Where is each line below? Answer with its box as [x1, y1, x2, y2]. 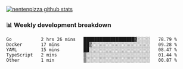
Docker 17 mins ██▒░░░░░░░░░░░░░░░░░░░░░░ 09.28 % [6, 42, 178, 48]
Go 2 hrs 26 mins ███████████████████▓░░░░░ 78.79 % [6, 36, 178, 43]
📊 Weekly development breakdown [6, 21, 111, 29]
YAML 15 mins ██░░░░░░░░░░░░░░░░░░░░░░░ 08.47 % [6, 47, 178, 53]
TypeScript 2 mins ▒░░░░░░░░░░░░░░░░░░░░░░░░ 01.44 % [6, 52, 178, 58]
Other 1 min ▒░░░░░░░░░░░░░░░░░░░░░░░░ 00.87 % [6, 57, 178, 64]
